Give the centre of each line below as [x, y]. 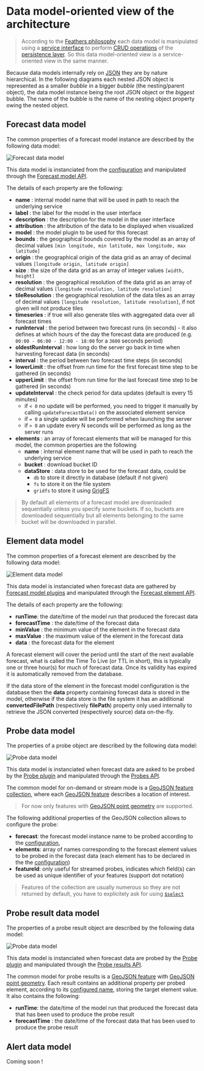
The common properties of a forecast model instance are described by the [100, 139]
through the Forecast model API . [47, 176]
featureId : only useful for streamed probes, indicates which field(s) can [105, 869]
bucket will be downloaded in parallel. [69, 521]
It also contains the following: [43, 996]
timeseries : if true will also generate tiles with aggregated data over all [105, 314]
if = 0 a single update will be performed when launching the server [108, 418]
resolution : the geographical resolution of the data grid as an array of [104, 282]
